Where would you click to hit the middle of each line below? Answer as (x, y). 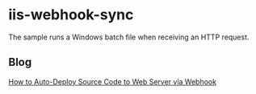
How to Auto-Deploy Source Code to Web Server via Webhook (112, 81)
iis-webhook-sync (71, 15)
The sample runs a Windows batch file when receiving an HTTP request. (129, 37)
